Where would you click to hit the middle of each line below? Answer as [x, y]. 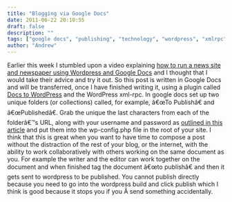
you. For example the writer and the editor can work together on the [104, 159]
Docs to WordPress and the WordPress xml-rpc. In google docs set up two [113, 94]
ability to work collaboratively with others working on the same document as [116, 152]
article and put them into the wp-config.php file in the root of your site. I [109, 130]
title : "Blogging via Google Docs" [58, 13]
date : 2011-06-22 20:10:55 [46, 20]
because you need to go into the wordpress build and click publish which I [113, 184]
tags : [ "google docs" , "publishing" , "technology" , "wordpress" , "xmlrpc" [117, 39]
